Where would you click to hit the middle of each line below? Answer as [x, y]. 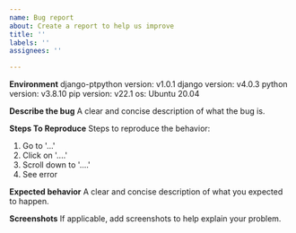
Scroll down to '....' [57, 165]
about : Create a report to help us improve [92, 26]
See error [40, 175]
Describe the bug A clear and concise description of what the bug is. [137, 111]
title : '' [28, 34]
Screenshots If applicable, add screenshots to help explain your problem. [145, 219]
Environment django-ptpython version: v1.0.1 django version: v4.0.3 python [149, 84]
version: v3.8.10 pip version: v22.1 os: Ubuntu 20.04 [104, 94]
